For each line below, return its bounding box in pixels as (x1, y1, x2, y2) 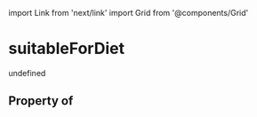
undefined (8, 67, 46, 78)
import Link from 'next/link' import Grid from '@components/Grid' (8, 8, 249, 18)
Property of (8, 93, 74, 109)
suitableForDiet (8, 39, 125, 58)
